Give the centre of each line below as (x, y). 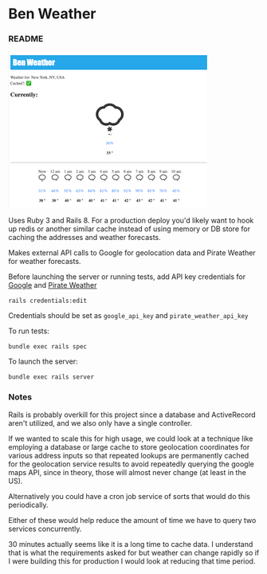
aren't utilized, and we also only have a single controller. (100, 423)
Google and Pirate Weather (53, 285)
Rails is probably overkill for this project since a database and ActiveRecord (132, 415)
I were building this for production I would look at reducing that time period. (132, 561)
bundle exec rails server (51, 377)
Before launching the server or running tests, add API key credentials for (127, 277)
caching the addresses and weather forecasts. (84, 238)
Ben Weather (52, 14)
